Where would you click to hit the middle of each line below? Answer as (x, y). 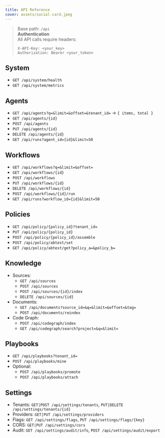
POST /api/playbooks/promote (50, 372)
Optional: (22, 366)
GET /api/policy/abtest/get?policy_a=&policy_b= (64, 248)
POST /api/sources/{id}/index (51, 292)
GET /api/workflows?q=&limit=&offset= (53, 167)
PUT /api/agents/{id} (35, 129)
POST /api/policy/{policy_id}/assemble (54, 237)
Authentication (33, 34)
